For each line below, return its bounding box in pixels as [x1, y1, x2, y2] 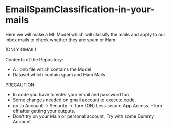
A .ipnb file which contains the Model [12, 66, 91, 72]
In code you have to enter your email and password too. [12, 91, 131, 97]
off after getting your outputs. [12, 108, 75, 114]
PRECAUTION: [5, 82, 36, 88]
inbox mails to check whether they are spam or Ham [5, 37, 115, 43]
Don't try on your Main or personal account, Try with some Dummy [12, 113, 154, 119]
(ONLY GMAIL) [5, 46, 37, 53]
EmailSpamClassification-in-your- [5, 4, 155, 15]
